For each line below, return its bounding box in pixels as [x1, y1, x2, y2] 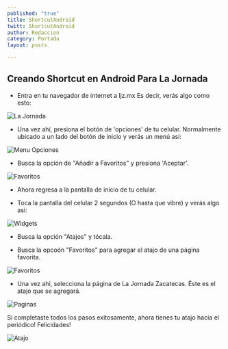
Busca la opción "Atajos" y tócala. [16, 232, 113, 240]
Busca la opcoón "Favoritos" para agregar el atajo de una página [16, 246, 200, 254]
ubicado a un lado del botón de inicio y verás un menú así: [16, 132, 181, 140]
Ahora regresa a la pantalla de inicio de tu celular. [16, 185, 157, 194]
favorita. [16, 253, 41, 261]
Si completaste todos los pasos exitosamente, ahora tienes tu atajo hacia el [7, 313, 219, 322]
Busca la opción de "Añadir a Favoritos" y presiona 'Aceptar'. [16, 159, 189, 167]
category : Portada [7, 36, 60, 42]
